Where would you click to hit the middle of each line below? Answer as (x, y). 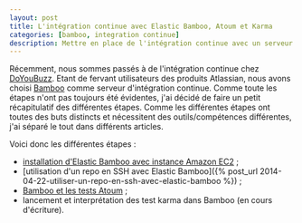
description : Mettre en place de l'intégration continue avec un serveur (151, 43)
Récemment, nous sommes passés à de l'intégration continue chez (134, 69)
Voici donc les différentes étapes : (73, 144)
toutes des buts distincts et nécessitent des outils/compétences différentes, (151, 117)
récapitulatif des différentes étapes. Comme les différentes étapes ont (140, 107)
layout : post (34, 18)
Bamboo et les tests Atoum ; (75, 190)
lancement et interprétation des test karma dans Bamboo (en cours (147, 200)
